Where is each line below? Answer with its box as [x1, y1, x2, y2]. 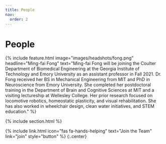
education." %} [5, 109, 37, 115]
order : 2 [10, 17, 28, 22]
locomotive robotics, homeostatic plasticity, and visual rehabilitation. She [5, 98, 156, 104]
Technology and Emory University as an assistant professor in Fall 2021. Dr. [5, 71, 162, 77]
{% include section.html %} [5, 118, 62, 124]
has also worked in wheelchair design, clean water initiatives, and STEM [5, 103, 155, 109]
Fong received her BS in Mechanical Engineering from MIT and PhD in [5, 77, 150, 83]
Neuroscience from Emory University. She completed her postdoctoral [5, 82, 151, 88]
